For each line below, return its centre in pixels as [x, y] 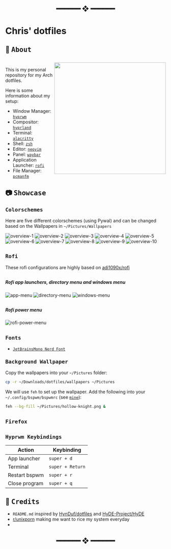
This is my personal [26, 70]
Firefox [16, 422]
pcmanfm [21, 177]
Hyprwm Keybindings [34, 437]
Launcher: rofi [28, 165]
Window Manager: [32, 111]
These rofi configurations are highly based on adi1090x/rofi [67, 267]
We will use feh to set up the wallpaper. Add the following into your [75, 392]
